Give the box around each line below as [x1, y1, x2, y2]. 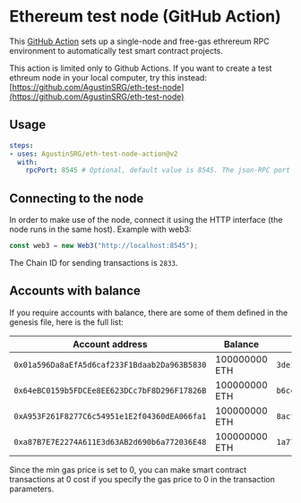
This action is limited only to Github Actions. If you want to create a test [9, 63, 272, 73]
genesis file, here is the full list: [9, 316, 124, 328]
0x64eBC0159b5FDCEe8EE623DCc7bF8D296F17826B [13, 385, 207, 396]
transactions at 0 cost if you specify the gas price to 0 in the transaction [9, 473, 276, 484]
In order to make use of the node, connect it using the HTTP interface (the [9, 215, 283, 226]
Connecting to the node [9, 191, 144, 206]
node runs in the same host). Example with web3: [9, 224, 192, 234]
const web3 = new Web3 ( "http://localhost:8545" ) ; [9, 242, 199, 251]
